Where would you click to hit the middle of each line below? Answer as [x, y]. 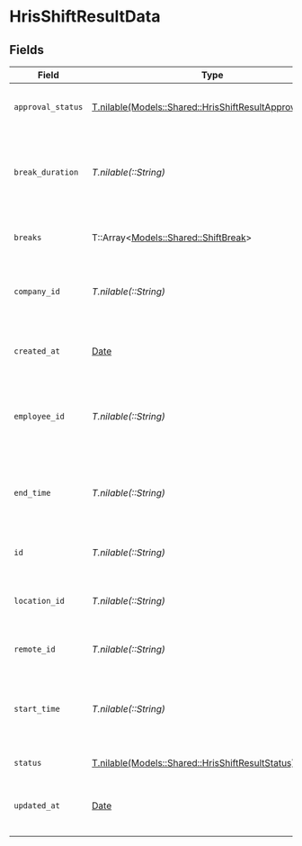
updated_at [37, 806]
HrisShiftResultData [85, 17]
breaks [28, 237]
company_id [37, 291]
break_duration [46, 172]
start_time [37, 709]
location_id [40, 601]
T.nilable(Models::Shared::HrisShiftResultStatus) [193, 763]
